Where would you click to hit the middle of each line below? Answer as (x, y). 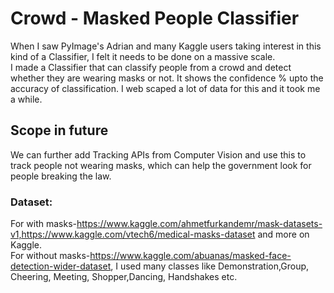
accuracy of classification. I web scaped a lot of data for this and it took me (165, 88)
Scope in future (59, 130)
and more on (283, 234)
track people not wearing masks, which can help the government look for (161, 165)
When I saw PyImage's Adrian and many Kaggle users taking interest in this (166, 46)
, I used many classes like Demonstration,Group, (210, 266)
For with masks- (43, 224)
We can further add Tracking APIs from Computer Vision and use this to (158, 154)
